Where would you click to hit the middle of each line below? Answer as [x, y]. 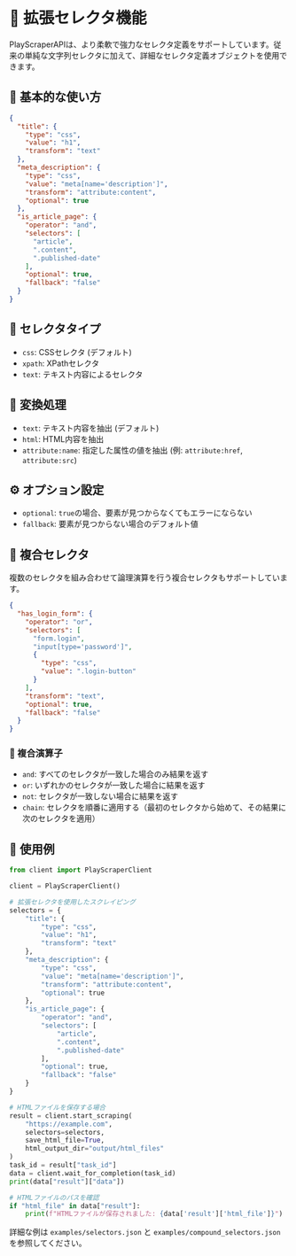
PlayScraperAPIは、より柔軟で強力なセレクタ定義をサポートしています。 [142, 44]
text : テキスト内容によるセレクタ [82, 374]
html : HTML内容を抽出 [63, 438]
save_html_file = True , [65, 1140]
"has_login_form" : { [55, 614]
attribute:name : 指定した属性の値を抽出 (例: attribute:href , [132, 450]
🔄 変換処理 [38, 405]
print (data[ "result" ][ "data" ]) [67, 1182]
